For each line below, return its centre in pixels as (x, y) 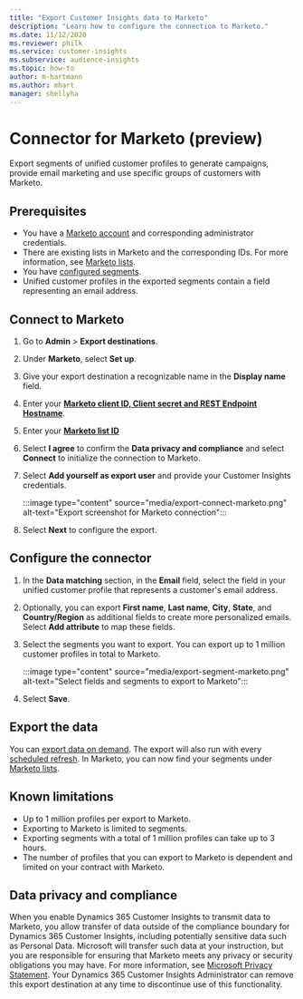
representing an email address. (80, 291)
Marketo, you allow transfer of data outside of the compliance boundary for (150, 926)
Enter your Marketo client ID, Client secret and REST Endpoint (140, 403)
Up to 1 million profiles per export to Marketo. (107, 819)
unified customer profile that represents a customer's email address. (150, 589)
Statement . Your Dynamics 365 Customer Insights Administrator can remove (151, 975)
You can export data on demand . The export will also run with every (136, 749)
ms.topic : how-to (42, 69)
